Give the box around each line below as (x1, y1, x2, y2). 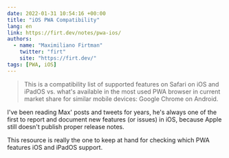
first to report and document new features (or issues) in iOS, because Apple (7, 115, 222, 124)
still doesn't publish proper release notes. (7, 122, 125, 131)
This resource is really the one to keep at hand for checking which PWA (7, 135, 210, 144)
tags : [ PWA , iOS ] (7, 61, 57, 68)
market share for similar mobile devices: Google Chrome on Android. (23, 94, 219, 103)
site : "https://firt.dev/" (19, 55, 97, 62)
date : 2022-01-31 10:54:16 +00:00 (7, 10, 107, 17)
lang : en (7, 23, 32, 30)
